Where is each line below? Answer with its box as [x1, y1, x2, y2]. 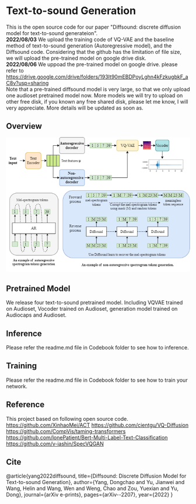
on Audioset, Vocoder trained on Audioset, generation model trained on [6, 306, 178, 313]
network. [6, 382, 28, 390]
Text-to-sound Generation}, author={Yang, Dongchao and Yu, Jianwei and [6, 479, 185, 486]
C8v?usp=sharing [6, 79, 49, 86]
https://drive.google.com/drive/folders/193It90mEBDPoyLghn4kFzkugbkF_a [6, 73, 188, 80]
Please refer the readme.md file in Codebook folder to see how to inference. [6, 344, 190, 351]
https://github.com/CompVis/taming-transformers [6, 427, 126, 434]
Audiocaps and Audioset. [6, 311, 67, 318]
